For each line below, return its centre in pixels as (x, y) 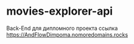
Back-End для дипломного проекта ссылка (62, 28)
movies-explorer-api (60, 11)
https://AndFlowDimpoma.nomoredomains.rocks (67, 34)
